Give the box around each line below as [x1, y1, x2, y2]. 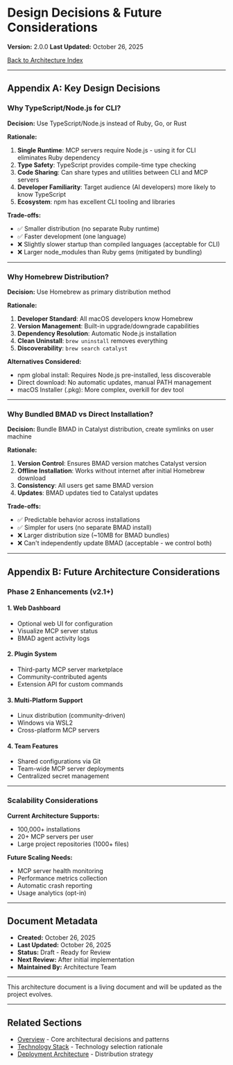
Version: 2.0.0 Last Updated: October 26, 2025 [7, 42, 144, 51]
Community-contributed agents [17, 672, 107, 680]
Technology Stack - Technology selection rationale [17, 1043, 163, 1051]
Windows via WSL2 [17, 719, 74, 727]
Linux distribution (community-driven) [17, 712, 126, 720]
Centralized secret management [17, 772, 110, 780]
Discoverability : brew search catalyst [17, 344, 128, 352]
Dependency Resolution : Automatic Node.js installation [17, 329, 177, 337]
